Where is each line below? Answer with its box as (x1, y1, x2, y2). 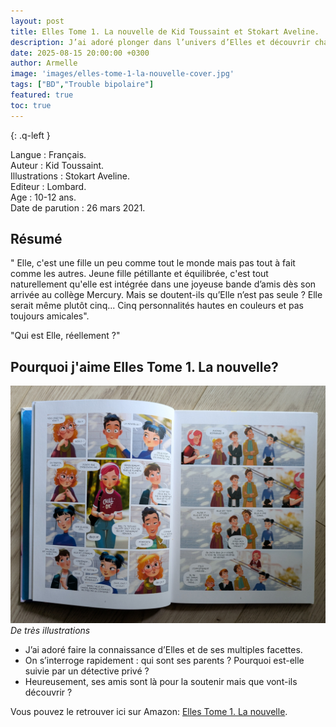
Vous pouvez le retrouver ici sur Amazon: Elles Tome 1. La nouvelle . (10, 706, 288, 718)
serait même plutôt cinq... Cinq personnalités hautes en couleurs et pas (10, 300, 305, 312)
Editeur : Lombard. (10, 180, 87, 192)
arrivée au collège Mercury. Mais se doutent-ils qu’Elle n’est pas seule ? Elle (10, 289, 323, 301)
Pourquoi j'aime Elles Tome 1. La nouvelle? (10, 358, 279, 375)
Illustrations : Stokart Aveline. (10, 170, 130, 182)
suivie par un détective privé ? (24, 665, 150, 677)
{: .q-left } (10, 129, 51, 141)
